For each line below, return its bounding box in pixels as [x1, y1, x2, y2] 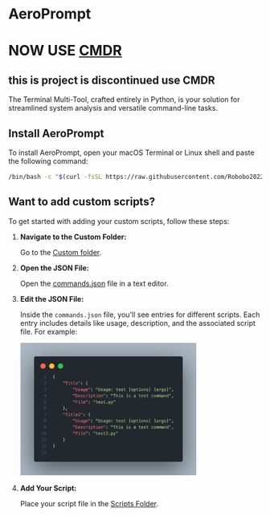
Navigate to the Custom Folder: [19, 232, 127, 242]
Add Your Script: [19, 483, 77, 494]
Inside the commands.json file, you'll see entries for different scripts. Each [19, 310, 260, 319]
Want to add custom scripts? [8, 195, 155, 209]
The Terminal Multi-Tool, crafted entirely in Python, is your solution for [8, 95, 240, 104]
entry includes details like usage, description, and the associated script [19, 318, 256, 327]
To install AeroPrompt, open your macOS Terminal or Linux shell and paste [8, 148, 255, 157]
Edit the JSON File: [19, 294, 84, 303]
